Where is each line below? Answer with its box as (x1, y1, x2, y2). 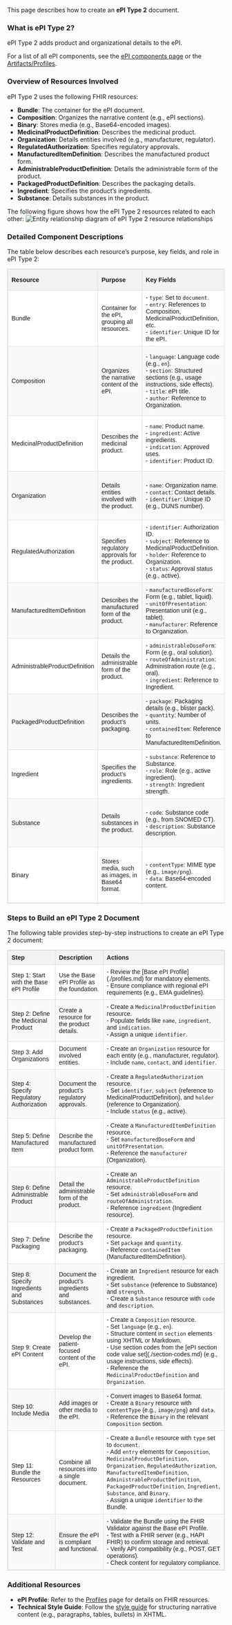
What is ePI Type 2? (7, 23, 75, 32)
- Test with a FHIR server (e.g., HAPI (106, 1531, 205, 1539)
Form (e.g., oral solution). (146, 648, 214, 656)
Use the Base (58, 972, 95, 979)
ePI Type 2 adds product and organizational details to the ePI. (7, 39, 183, 47)
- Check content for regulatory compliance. (106, 1559, 221, 1567)
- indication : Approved (146, 443, 210, 451)
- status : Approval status (146, 564, 213, 573)
